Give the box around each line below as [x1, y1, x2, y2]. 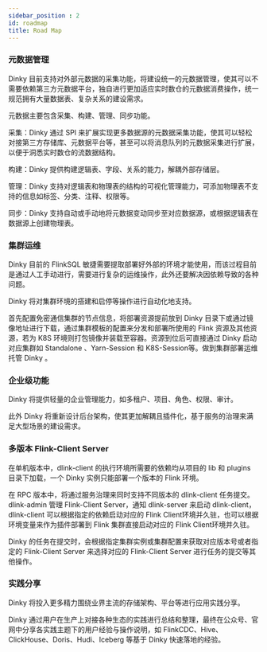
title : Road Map [8, 26, 62, 34]
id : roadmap [8, 19, 48, 27]
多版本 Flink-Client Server [8, 443, 109, 455]
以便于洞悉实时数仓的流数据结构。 [8, 147, 120, 157]
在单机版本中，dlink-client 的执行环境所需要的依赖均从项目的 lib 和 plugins [8, 463, 251, 472]
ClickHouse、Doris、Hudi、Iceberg [8, 634, 125, 644]
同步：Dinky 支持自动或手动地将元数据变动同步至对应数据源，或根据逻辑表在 [8, 208, 259, 217]
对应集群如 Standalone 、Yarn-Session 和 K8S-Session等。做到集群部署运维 [8, 343, 258, 353]
